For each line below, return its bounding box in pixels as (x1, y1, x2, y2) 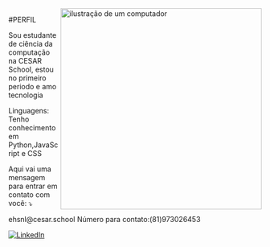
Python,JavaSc (8, 140, 59, 150)
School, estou (8, 64, 55, 74)
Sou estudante (8, 31, 57, 39)
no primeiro (8, 73, 47, 83)
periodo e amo (8, 82, 57, 91)
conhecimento (8, 123, 56, 132)
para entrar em (8, 181, 58, 191)
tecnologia (8, 90, 43, 100)
